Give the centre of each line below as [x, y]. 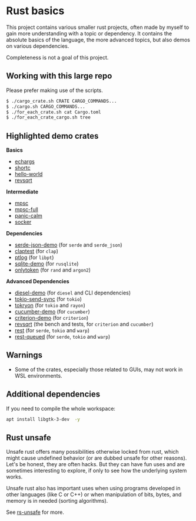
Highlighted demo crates [52, 136]
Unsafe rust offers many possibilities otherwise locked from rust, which [92, 452]
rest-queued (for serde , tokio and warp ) [62, 337]
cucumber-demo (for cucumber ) [52, 312]
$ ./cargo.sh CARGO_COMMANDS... [46, 107]
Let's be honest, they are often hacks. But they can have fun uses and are [96, 464]
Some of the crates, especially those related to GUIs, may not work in [99, 369]
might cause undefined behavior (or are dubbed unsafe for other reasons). [97, 458]
